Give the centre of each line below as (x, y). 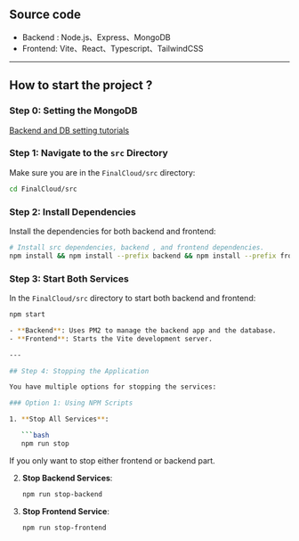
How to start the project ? (81, 85)
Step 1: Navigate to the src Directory (89, 153)
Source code (45, 15)
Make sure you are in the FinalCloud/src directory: (102, 172)
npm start (28, 315)
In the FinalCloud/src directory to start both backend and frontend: (133, 299)
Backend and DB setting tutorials (69, 130)
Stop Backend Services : (67, 478)
